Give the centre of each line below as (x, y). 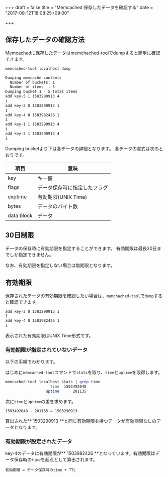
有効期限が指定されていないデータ (47, 349)
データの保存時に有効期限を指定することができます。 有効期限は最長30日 (81, 248)
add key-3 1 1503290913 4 (32, 134)
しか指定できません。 (31, 255)
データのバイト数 (58, 206)
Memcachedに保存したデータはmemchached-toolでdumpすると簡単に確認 (83, 53)
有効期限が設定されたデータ (39, 441)
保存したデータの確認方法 (45, 40)
